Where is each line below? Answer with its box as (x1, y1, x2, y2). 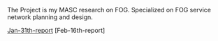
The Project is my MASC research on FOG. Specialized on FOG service (7, 6, 212, 14)
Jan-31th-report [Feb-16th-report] (7, 27, 106, 34)
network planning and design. (7, 13, 93, 21)
